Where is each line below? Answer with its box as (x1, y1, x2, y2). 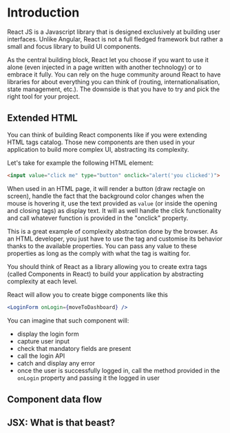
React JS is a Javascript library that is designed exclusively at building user (7, 28, 220, 36)
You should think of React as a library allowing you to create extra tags (7, 262, 208, 270)
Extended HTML (7, 112, 78, 124)
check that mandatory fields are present (17, 344, 132, 352)
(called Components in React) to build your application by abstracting (7, 270, 205, 278)
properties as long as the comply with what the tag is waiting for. (7, 249, 191, 257)
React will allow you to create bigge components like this (7, 290, 169, 299)
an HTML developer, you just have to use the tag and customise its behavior (7, 234, 223, 243)
